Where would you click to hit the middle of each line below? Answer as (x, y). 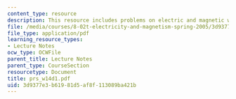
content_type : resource (42, 14)
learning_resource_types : (45, 40)
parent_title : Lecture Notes (50, 59)
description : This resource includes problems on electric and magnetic (116, 20)
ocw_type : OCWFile (34, 53)
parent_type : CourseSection (48, 66)
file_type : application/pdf (48, 33)
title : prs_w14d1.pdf (39, 78)
